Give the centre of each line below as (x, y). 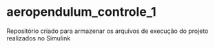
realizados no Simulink (39, 38)
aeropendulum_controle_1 (81, 12)
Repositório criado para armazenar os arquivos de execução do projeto (107, 31)
